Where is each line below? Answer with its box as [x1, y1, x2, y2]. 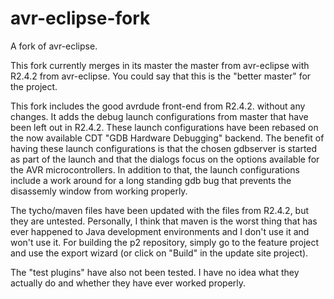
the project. [10, 80, 58, 92]
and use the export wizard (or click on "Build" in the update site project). [10, 247, 309, 259]
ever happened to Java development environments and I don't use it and [10, 225, 310, 237]
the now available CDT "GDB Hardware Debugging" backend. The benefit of [10, 132, 325, 144]
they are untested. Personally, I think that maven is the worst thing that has [10, 215, 318, 227]
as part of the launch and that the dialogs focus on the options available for [10, 153, 320, 165]
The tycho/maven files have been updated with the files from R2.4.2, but [10, 204, 310, 216]
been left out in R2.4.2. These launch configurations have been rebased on [10, 121, 319, 133]
